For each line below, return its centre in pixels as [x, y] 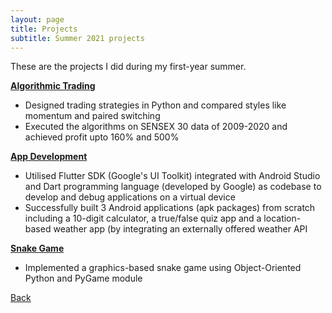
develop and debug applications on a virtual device [130, 197]
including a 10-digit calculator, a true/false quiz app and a [143, 218]
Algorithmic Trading [53, 86]
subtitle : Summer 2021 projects [77, 38]
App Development [49, 157]
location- [282, 218]
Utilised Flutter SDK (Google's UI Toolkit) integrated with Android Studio [172, 176]
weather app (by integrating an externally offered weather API [180, 229]
